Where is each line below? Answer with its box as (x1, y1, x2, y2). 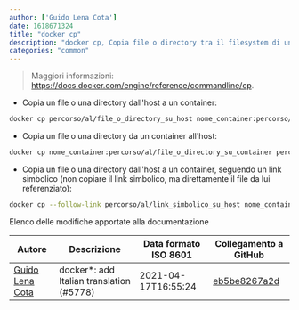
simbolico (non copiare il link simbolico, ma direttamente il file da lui (21, 173, 271, 184)
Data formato (143, 237, 201, 249)
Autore (17, 242, 47, 255)
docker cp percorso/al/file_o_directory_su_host (9, 115, 193, 124)
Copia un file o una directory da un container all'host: (21, 131, 218, 141)
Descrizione (69, 242, 122, 255)
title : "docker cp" (9, 29, 82, 38)
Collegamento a (214, 237, 284, 249)
